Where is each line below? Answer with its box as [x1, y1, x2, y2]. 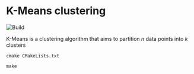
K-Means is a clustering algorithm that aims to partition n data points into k [6, 35, 188, 42]
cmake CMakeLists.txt [6, 53, 60, 59]
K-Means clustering [6, 4, 106, 18]
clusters [6, 41, 26, 49]
